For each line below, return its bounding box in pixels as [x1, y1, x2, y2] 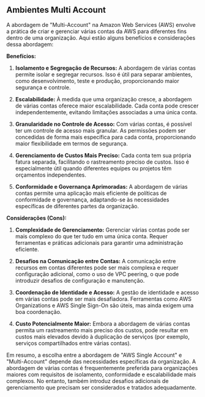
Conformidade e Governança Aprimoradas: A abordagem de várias [15, 183, 188, 190]
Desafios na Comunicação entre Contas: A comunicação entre [15, 257, 176, 264]
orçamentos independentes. [15, 171, 87, 178]
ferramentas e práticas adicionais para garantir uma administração [15, 239, 184, 246]
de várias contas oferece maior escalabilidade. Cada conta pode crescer [15, 102, 199, 109]
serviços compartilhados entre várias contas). [15, 339, 132, 347]
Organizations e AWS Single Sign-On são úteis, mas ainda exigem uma [15, 302, 194, 309]
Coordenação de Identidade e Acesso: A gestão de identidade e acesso [15, 288, 199, 296]
